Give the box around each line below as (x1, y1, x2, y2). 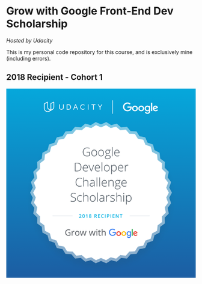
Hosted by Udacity (6, 37, 53, 44)
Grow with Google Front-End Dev (6, 4, 174, 18)
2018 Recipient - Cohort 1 (6, 72, 103, 82)
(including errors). (6, 55, 51, 62)
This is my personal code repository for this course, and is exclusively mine (6, 48, 193, 55)
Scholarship (6, 17, 68, 31)
